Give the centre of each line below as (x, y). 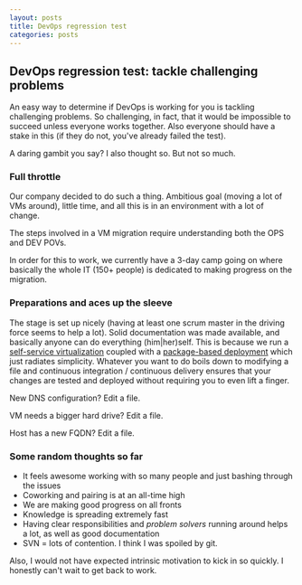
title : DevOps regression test (68, 26)
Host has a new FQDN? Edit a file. (72, 433)
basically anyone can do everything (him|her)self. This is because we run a (149, 342)
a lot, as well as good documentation (91, 533)
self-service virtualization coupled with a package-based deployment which (151, 351)
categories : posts (44, 34)
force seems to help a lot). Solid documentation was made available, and (145, 332)
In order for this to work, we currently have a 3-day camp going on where (146, 260)
